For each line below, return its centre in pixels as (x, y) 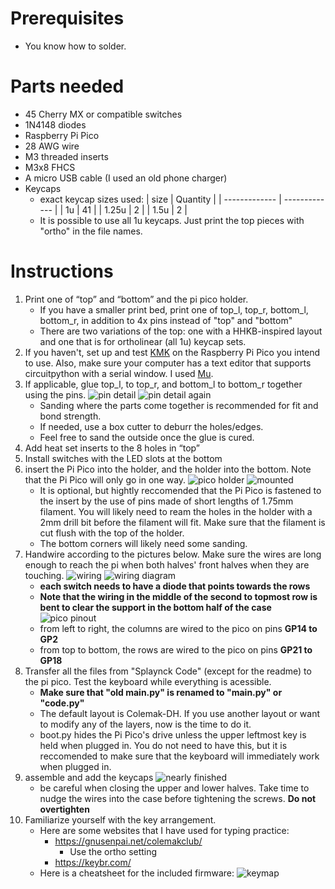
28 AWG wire (52, 146)
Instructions (62, 271)
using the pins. (55, 394)
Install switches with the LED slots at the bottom (123, 458)
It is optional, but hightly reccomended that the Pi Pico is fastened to (180, 490)
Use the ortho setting (113, 851)
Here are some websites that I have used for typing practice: (164, 830)
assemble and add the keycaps (89, 777)
